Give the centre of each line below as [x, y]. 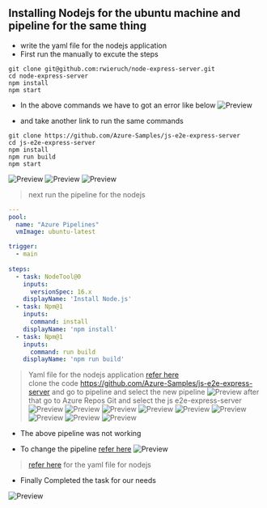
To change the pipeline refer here [76, 449]
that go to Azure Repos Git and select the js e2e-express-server [135, 400]
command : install [59, 322]
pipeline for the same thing [78, 26]
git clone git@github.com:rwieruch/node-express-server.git [112, 69]
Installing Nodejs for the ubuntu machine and [125, 13]
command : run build [62, 352]
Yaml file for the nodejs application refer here [104, 375]
